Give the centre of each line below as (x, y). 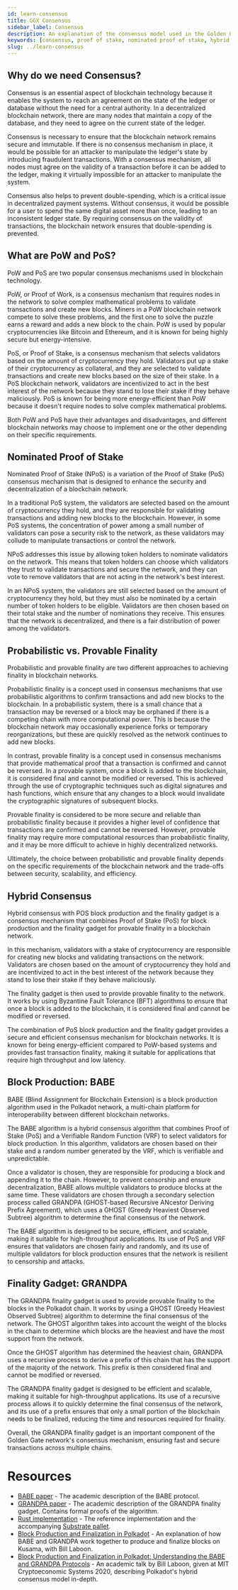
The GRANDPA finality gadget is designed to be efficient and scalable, (110, 1388)
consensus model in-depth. (58, 1579)
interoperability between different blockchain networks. (88, 1114)
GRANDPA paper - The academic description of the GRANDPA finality (119, 1503)
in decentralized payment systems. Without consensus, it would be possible (118, 203)
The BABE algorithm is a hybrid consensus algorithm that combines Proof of (118, 1128)
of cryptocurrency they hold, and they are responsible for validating (106, 510)
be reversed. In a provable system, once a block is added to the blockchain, (118, 771)
